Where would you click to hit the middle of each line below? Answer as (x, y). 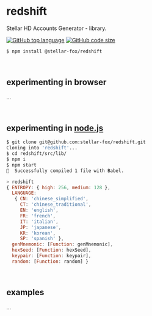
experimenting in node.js (55, 128)
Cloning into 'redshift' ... (42, 148)
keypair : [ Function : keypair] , (52, 256)
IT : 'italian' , (39, 222)
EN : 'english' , (39, 210)
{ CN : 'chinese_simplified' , (51, 199)
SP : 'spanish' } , (42, 239)
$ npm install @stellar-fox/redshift (54, 51)
